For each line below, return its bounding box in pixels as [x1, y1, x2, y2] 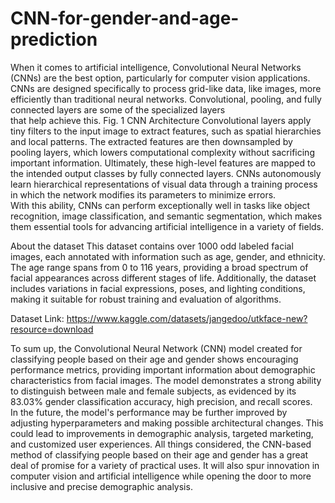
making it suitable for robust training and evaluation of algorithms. [10, 293, 282, 305]
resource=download [10, 323, 94, 335]
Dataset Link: [10, 312, 65, 324]
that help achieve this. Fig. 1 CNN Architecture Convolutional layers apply [10, 114, 312, 126]
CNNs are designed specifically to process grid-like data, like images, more [10, 82, 322, 94]
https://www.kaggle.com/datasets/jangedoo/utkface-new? [66, 312, 308, 324]
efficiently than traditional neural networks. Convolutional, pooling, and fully [10, 93, 322, 105]
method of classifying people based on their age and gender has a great [10, 448, 309, 461]
